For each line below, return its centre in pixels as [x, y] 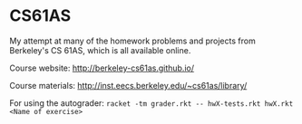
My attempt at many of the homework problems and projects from [132, 41]
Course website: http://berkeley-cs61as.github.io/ [102, 68]
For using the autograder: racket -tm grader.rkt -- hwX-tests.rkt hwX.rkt [151, 103]
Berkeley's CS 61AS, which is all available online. [100, 50]
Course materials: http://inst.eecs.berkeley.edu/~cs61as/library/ [128, 85]
